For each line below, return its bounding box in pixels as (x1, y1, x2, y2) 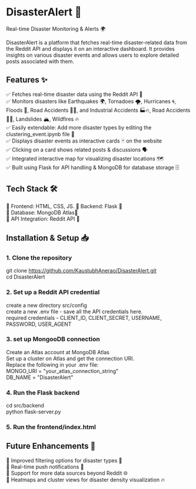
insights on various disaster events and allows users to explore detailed (6, 51, 180, 59)
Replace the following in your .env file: (6, 361, 99, 368)
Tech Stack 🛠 (6, 184, 58, 194)
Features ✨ (6, 75, 48, 85)
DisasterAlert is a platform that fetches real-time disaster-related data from (6, 38, 187, 46)
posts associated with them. (6, 57, 75, 64)
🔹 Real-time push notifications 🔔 (6, 463, 84, 470)
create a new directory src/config (6, 302, 87, 309)
